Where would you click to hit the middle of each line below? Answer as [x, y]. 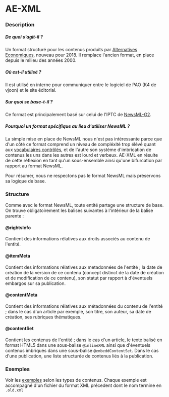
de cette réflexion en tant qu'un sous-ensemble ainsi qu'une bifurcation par [84, 160]
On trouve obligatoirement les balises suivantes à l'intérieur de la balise [79, 210]
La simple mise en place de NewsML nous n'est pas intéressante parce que [84, 139]
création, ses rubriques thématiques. [43, 317]
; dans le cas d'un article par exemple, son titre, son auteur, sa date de [78, 311]
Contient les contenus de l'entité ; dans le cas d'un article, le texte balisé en [84, 340]
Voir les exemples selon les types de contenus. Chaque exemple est [76, 380]
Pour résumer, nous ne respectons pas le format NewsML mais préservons [83, 175]
